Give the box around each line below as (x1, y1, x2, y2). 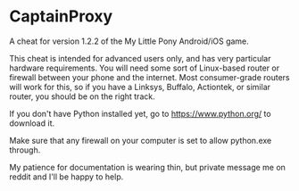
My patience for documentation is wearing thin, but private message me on (9, 162, 286, 172)
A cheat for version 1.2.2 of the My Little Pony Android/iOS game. (9, 36, 250, 46)
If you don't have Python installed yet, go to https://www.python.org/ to (9, 108, 271, 119)
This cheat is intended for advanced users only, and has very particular (9, 53, 271, 63)
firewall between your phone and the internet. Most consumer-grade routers (9, 71, 290, 82)
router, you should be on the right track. (9, 91, 155, 102)
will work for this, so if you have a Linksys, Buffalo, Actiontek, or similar (9, 81, 270, 92)
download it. (9, 118, 55, 129)
